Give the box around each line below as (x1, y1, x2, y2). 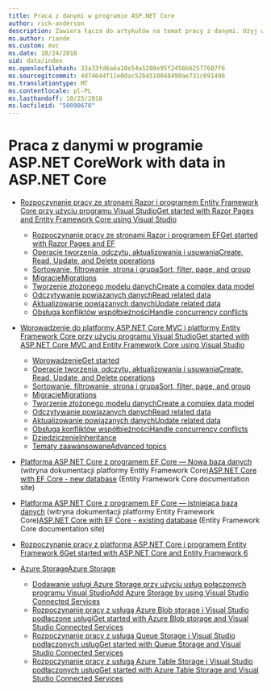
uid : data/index (8, 57, 63, 65)
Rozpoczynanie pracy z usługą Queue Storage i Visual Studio (31, 631, 236, 641)
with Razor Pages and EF (31, 239, 115, 248)
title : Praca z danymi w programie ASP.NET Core (8, 11, 175, 20)
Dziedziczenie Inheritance (31, 433, 117, 443)
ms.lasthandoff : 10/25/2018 (8, 94, 103, 102)
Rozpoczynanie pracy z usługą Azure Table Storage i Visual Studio (31, 656, 254, 666)
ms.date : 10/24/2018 (8, 49, 78, 57)
